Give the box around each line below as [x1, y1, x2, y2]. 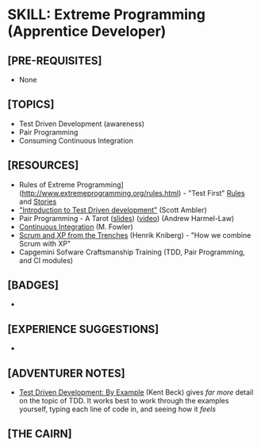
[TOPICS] [7, 97, 55, 112]
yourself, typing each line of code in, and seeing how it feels [18, 404, 216, 414]
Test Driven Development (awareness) [18, 119, 144, 128]
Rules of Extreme [18, 180, 76, 189]
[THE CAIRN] [7, 427, 72, 441]
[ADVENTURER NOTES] [7, 366, 126, 380]
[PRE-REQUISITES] [7, 54, 102, 67]
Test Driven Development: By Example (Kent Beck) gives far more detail [18, 388, 254, 397]
